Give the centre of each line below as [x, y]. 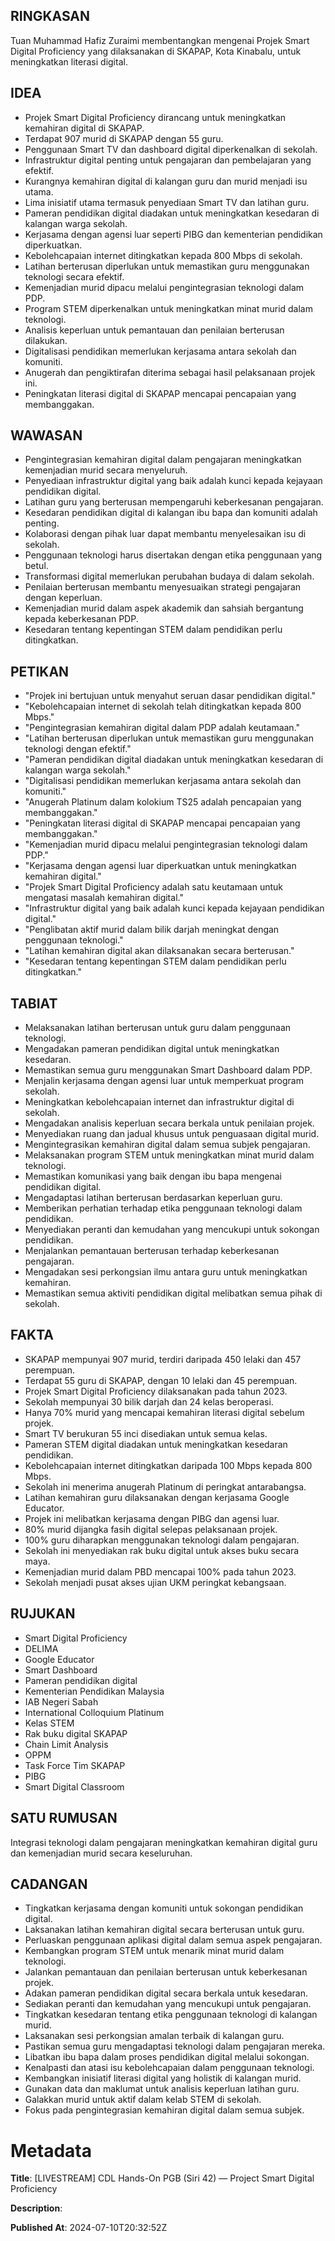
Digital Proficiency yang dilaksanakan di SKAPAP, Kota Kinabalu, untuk [156, 51]
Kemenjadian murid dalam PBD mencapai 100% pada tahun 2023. [160, 1571]
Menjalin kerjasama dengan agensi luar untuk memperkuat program [164, 1081]
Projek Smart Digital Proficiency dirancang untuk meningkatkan [155, 117]
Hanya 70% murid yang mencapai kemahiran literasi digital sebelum [164, 1412]
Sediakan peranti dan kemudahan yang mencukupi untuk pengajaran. [168, 2004]
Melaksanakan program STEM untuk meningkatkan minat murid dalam [169, 1155]
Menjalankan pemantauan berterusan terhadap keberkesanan [152, 1251]
